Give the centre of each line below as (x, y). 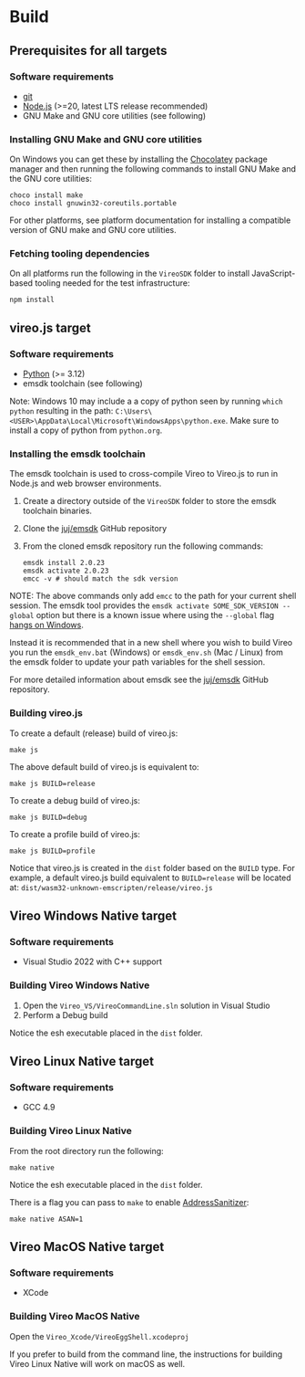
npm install (32, 300)
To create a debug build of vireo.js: (75, 800)
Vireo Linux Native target (82, 1062)
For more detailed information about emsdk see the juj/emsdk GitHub (139, 680)
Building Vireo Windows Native (80, 985)
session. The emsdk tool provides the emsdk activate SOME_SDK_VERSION (144, 605)
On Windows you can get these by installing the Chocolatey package (139, 159)
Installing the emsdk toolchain (77, 454)
